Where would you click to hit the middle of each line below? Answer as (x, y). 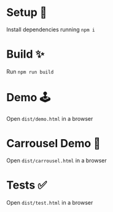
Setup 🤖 (27, 13)
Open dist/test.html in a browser (50, 202)
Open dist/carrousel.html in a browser (57, 160)
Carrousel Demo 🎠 (54, 143)
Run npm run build (30, 71)
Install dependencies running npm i (51, 29)
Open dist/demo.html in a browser (50, 118)
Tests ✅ (27, 185)
